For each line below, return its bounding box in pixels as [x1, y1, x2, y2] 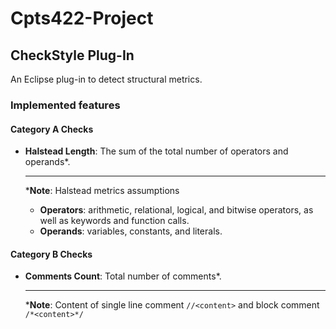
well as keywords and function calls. [39, 215, 190, 227]
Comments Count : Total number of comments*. [24, 270, 222, 282]
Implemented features [10, 98, 121, 112]
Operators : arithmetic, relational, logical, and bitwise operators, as [39, 204, 314, 216]
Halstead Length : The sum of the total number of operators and [24, 145, 289, 157]
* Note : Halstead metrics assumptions [24, 185, 180, 197]
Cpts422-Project [10, 7, 154, 30]
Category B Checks [10, 248, 93, 260]
